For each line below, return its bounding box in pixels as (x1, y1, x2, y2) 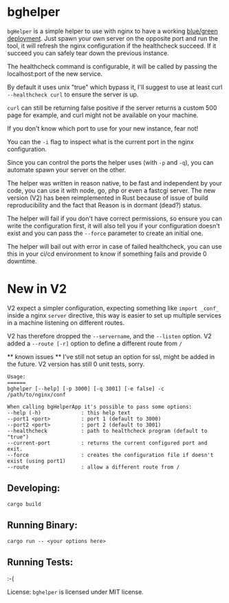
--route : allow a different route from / (7, 463, 180, 471)
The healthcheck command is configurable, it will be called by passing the (7, 62, 218, 70)
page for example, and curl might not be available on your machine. (7, 111, 199, 119)
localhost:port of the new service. (7, 70, 103, 78)
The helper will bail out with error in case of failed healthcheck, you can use (7, 242, 222, 250)
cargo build (7, 500, 41, 507)
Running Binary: (7, 520, 78, 531)
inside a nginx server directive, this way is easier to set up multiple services (7, 311, 221, 319)
